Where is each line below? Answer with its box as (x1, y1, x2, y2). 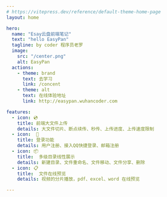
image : (11, 48, 28, 54)
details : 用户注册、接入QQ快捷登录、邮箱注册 (17, 143, 119, 149)
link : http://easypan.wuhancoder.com (22, 98, 118, 104)
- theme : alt (17, 87, 50, 93)
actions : (11, 64, 34, 70)
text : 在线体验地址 (22, 93, 67, 99)
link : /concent (22, 81, 61, 87)
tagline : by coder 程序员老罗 (11, 42, 83, 48)
